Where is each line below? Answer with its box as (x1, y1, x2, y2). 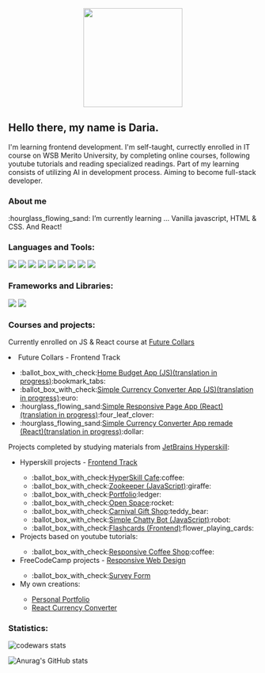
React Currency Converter (31, 603, 117, 612)
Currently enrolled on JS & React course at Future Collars (8, 337, 195, 347)
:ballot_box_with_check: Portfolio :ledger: (31, 490, 162, 499)
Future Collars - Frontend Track (18, 352, 121, 362)
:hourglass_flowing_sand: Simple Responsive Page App (19, 401, 198, 411)
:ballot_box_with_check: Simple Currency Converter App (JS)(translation (19, 385, 254, 394)
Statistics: (8, 622, 49, 633)
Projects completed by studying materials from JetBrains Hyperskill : (8, 443, 230, 451)
